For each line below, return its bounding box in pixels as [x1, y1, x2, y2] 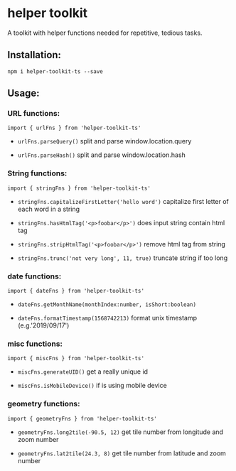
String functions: [7, 168, 68, 178]
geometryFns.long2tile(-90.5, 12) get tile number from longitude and [17, 428, 224, 436]
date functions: [7, 271, 62, 281]
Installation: [7, 49, 62, 61]
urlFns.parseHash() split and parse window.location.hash [17, 151, 186, 159]
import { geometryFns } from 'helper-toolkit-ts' [7, 415, 158, 422]
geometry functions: [7, 399, 80, 409]
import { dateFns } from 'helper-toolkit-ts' [7, 288, 144, 295]
